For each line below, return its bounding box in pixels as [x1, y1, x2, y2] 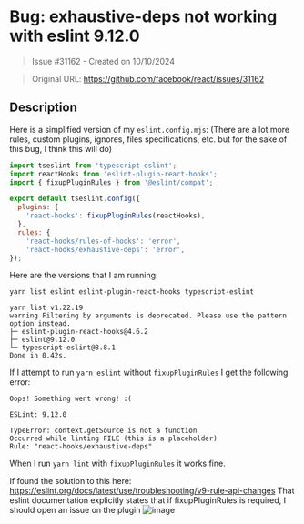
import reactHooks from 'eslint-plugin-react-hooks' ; [9, 169, 218, 178]
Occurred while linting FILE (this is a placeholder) [9, 434, 218, 443]
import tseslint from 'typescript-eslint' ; [9, 161, 177, 170]
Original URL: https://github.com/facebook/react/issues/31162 [31, 73, 265, 84]
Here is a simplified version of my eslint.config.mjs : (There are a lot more [9, 124, 290, 135]
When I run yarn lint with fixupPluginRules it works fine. [9, 458, 226, 469]
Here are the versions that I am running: [9, 270, 158, 281]
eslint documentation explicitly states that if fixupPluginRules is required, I [9, 495, 287, 506]
